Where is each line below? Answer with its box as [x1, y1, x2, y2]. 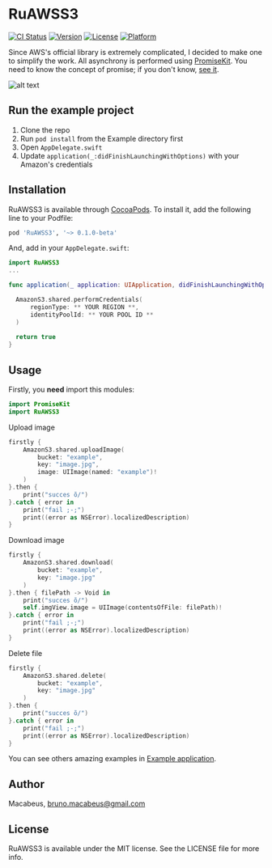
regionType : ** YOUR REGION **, [29, 303, 139, 311]
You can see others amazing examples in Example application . [8, 754, 217, 764]
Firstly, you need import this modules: [8, 385, 135, 394]
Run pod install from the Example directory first [19, 133, 184, 143]
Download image [8, 536, 65, 545]
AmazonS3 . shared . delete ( [23, 671, 107, 680]
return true [15, 333, 57, 341]
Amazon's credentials [19, 159, 93, 169]
